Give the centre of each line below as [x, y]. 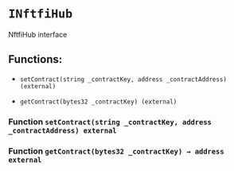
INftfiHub [41, 14]
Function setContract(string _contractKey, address [110, 122]
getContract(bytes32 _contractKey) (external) [98, 102]
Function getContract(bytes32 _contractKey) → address [116, 151]
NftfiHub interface [38, 34]
